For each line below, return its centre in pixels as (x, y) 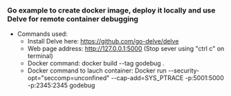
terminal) (40, 56)
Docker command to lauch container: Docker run (97, 70)
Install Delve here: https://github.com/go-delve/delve (103, 41)
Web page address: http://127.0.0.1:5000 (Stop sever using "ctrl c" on (126, 49)
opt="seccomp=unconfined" (68, 78)
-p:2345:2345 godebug (61, 86)
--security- (184, 70)
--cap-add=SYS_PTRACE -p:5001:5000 (167, 78)
